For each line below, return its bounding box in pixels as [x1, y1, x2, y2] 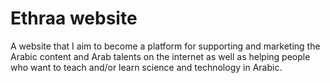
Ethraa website [10, 7, 138, 30]
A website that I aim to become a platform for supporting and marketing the [10, 40, 321, 52]
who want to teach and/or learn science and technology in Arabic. [10, 61, 283, 73]
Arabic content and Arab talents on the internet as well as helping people [10, 50, 311, 62]
